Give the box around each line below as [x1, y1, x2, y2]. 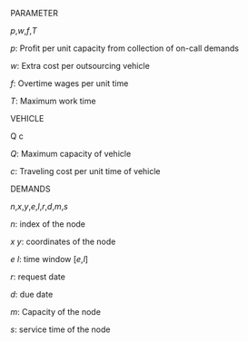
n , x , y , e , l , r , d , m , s [10, 201, 69, 211]
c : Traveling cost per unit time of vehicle [10, 166, 162, 176]
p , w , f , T [10, 25, 37, 35]
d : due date [10, 289, 54, 299]
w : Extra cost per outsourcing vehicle [10, 61, 151, 71]
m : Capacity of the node [10, 307, 101, 317]
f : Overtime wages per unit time [10, 78, 129, 89]
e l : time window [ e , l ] [10, 254, 89, 264]
